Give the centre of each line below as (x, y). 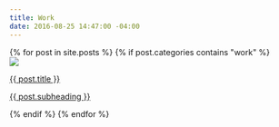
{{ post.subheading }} (50, 96)
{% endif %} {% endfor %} (60, 113)
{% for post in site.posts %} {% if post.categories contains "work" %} (140, 52)
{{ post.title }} (35, 79)
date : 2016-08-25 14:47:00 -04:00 (75, 26)
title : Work (32, 18)
